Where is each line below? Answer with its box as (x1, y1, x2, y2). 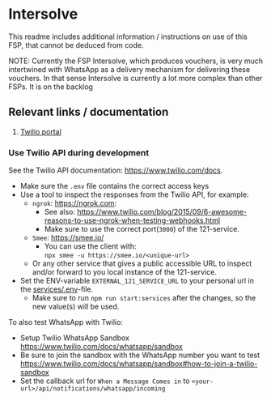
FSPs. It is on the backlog (8, 82, 93, 92)
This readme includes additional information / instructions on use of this (8, 32, 248, 41)
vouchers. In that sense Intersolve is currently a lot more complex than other (8, 73, 263, 83)
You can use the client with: (44, 241, 137, 251)
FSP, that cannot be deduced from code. (8, 40, 144, 49)
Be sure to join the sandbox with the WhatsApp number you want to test (19, 350, 260, 360)
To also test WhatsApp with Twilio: (8, 318, 124, 327)
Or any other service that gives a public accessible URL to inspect (32, 258, 252, 268)
